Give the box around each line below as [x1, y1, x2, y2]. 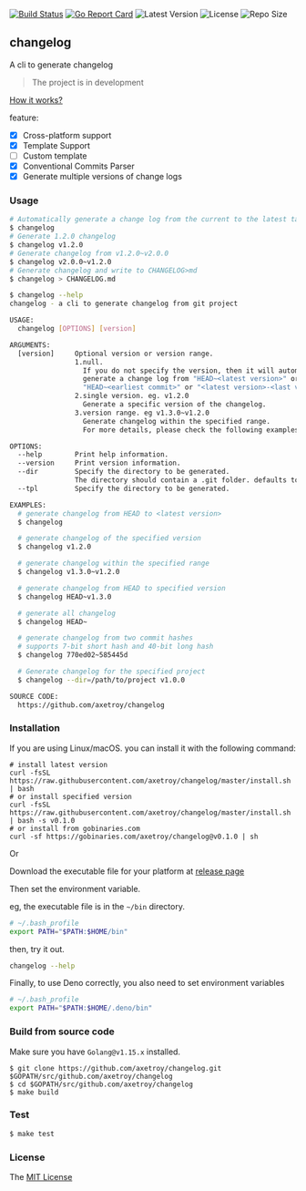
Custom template [22, 150, 88, 161]
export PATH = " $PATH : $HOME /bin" [9, 927, 128, 936]
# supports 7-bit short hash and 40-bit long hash [17, 642, 214, 652]
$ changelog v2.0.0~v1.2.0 [9, 257, 112, 266]
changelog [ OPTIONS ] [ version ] [17, 324, 137, 334]
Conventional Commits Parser [22, 160, 135, 171]
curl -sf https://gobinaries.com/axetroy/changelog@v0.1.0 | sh [9, 832, 259, 841]
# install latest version [9, 760, 107, 769]
